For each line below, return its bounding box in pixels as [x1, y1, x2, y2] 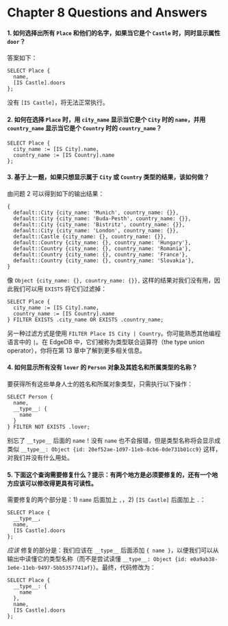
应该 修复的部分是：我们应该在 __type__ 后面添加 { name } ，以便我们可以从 [7, 546, 219, 555]
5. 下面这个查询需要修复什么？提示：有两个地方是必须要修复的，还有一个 [7, 470, 212, 479]
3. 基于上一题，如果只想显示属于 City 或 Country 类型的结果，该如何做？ [7, 173, 210, 181]
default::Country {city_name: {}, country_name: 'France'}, [13, 251, 188, 258]
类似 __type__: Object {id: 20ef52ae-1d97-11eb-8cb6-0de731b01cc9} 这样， [7, 445, 222, 453]
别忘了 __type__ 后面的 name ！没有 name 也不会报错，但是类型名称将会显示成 [7, 437, 221, 444]
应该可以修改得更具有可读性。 [12, 479, 97, 487]
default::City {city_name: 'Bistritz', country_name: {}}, [13, 221, 186, 228]
